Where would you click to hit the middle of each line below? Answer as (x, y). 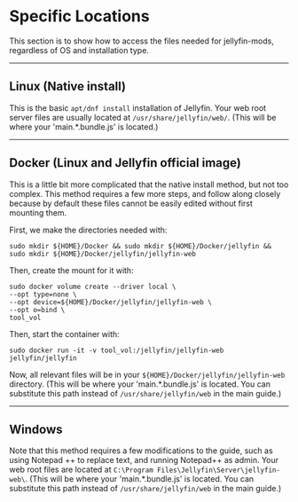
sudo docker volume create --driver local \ (93, 286)
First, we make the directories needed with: (88, 230)
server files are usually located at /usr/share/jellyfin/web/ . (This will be (143, 117)
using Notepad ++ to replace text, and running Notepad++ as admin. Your (144, 460)
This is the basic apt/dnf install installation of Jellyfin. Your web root (138, 107)
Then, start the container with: (64, 333)
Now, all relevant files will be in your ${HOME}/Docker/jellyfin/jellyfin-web (147, 374)
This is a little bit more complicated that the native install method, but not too (149, 184)
